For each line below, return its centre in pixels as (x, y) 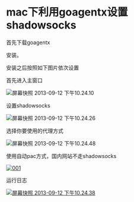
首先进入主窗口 (24, 80)
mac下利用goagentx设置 (67, 12)
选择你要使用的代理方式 (35, 131)
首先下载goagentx (28, 42)
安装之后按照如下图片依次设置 (42, 67)
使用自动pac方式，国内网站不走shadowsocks (61, 156)
